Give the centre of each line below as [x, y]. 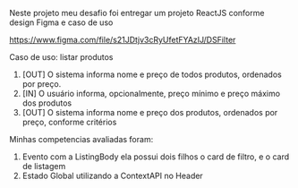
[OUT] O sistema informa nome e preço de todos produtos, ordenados [152, 74]
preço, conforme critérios [69, 122]
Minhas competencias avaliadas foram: [81, 139]
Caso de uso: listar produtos [61, 57]
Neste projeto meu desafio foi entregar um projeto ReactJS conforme [137, 13]
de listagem [44, 166]
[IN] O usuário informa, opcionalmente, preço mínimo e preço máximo [151, 94]
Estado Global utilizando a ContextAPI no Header [112, 175]
